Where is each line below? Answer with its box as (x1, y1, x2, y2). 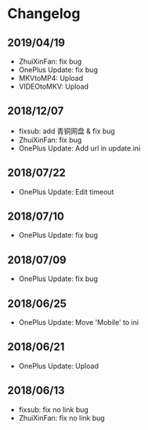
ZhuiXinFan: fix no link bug (18, 413, 105, 422)
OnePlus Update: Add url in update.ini (18, 143, 141, 153)
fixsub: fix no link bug (18, 405, 89, 414)
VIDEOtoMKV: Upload (18, 82, 89, 91)
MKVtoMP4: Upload (18, 74, 84, 82)
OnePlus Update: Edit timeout (18, 187, 114, 196)
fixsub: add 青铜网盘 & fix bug (18, 126, 115, 136)
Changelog (7, 5, 81, 23)
